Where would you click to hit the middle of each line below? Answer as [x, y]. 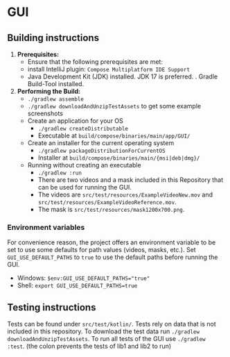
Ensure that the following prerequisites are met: [95, 62]
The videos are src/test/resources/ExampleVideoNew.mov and [125, 194]
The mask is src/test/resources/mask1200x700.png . [111, 209]
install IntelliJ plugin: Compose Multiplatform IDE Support [109, 69]
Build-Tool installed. [56, 84]
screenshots [45, 113]
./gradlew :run [60, 173]
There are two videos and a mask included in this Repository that [131, 180]
